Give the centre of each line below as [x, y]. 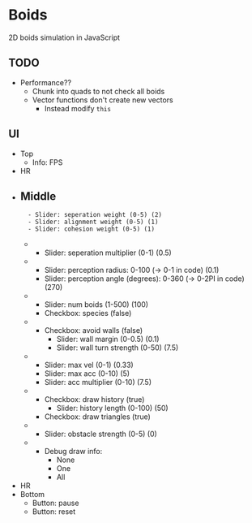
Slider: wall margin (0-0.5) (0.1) [108, 339]
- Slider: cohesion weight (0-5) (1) [92, 229]
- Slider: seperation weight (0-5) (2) [95, 215]
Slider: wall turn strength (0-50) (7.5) [117, 348]
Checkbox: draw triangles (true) [98, 417]
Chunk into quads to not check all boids [98, 91]
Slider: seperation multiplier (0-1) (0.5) [108, 253]
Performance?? [45, 82]
